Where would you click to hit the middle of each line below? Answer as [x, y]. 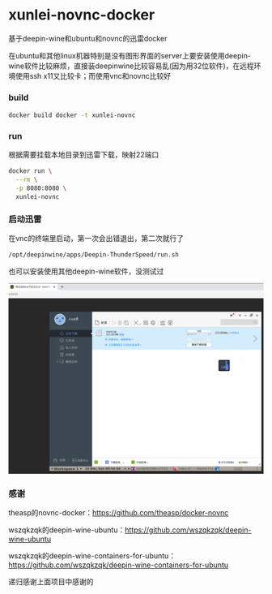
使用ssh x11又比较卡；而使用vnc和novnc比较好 [93, 75]
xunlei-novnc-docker [82, 15]
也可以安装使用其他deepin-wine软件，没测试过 [86, 271]
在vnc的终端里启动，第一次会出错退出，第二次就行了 [96, 239]
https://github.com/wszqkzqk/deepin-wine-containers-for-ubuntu [119, 565]
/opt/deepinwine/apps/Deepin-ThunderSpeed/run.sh [94, 255]
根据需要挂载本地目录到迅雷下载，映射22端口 [84, 155]
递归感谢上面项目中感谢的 [51, 582]
